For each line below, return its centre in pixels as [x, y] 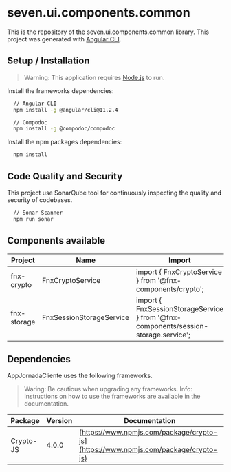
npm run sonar [33, 219]
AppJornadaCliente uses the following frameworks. [80, 376]
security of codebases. [40, 200]
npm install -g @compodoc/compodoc [64, 129]
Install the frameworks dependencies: [60, 90]
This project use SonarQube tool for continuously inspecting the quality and [114, 193]
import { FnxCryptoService [179, 272]
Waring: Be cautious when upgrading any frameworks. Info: [108, 389]
